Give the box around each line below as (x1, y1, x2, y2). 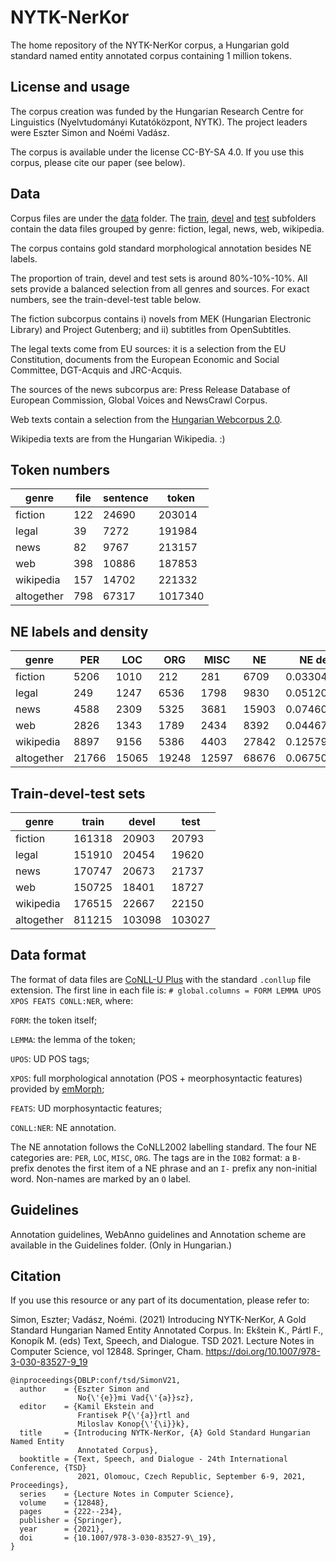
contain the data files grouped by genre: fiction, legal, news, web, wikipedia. (10, 222, 325, 235)
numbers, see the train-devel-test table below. (10, 293, 202, 305)
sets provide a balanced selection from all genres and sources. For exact (10, 282, 310, 295)
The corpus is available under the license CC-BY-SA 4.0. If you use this (10, 146, 305, 158)
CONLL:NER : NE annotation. (10, 1121, 117, 1133)
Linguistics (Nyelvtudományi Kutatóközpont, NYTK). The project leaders (10, 116, 308, 128)
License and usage (10, 79, 131, 96)
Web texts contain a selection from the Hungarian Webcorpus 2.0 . (10, 413, 283, 425)
